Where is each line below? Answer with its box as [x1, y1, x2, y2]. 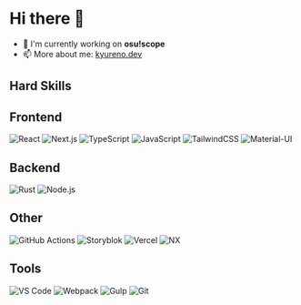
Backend [9, 159, 61, 176]
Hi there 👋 [9, 8, 85, 29]
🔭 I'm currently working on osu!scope [22, 38, 166, 49]
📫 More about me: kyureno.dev [22, 48, 143, 59]
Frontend [9, 109, 63, 125]
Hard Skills [9, 78, 72, 94]
